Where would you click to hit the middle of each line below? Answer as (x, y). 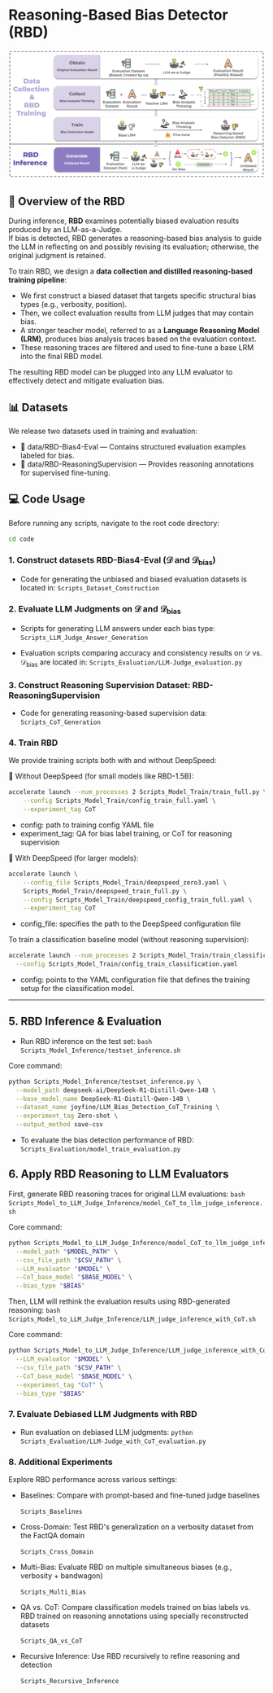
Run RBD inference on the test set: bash (86, 1041)
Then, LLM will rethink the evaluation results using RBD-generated (119, 1301)
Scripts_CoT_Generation (61, 722)
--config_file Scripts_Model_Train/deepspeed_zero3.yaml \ (125, 882)
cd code (22, 539)
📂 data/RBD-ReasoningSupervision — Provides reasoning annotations (137, 464)
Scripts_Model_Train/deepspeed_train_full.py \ (105, 891)
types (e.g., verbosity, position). (74, 305)
